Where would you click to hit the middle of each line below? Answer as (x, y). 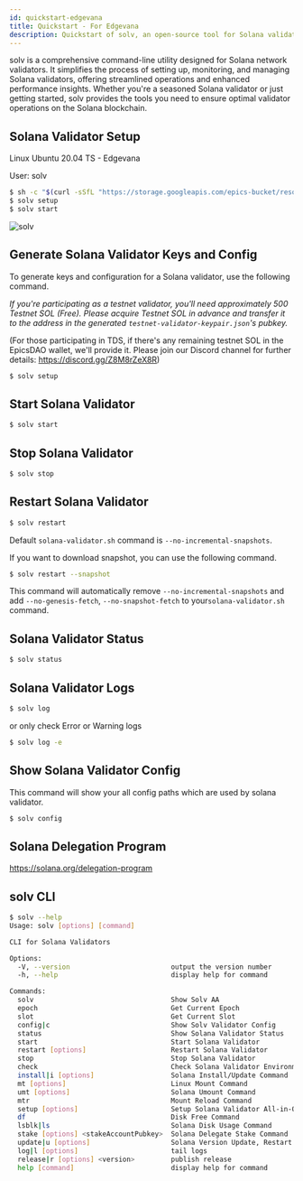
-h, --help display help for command (143, 975)
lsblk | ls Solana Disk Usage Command (145, 1126)
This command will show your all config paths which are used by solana (143, 792)
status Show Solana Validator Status (151, 1033)
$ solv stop (32, 474)
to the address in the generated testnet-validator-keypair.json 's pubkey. (149, 322)
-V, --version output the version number (145, 967)
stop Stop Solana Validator (137, 1059)
